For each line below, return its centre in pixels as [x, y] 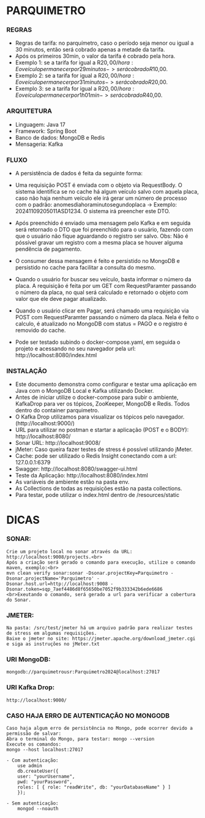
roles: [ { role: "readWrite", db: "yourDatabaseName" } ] [94, 787]
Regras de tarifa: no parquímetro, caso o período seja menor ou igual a [104, 43]
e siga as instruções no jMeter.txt [53, 644]
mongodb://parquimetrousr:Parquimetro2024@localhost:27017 [83, 672]
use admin [30, 766]
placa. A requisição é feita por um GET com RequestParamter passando [106, 286]
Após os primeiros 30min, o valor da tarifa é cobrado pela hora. [95, 56]
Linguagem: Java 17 [40, 124]
